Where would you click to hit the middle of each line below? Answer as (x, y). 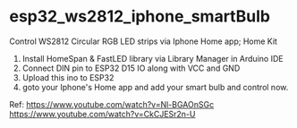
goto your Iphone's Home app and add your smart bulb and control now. (155, 87)
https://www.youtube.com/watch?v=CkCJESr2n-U (102, 114)
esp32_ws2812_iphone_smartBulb (140, 17)
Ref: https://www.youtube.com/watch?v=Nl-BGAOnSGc (112, 104)
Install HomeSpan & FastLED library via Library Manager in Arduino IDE (153, 58)
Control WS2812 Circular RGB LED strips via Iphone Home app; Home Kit (143, 41)
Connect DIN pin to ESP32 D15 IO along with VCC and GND (131, 68)
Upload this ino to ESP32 (68, 77)
